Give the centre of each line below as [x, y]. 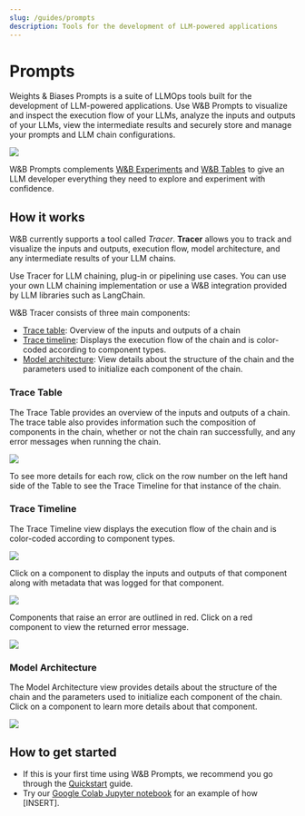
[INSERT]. [41, 802]
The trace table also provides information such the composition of [133, 422]
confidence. [32, 189]
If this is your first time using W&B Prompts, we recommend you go [148, 773]
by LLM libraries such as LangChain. [78, 295]
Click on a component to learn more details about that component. [133, 707]
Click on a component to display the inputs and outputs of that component [148, 573]
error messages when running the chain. [85, 441]
